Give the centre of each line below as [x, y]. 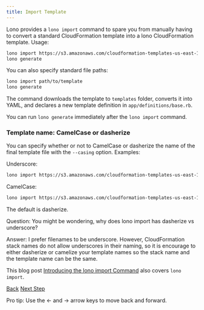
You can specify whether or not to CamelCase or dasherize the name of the [101, 146]
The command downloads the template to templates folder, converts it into [99, 99]
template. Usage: [28, 42]
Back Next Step [26, 289]
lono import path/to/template [45, 82]
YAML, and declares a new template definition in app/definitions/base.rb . [100, 105]
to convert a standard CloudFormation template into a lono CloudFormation [100, 35]
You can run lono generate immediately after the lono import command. [97, 117]
